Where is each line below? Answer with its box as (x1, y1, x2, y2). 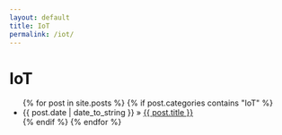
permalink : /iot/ (9, 30, 75, 38)
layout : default (9, 13, 70, 22)
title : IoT (9, 21, 50, 30)
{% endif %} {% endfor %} (22, 117, 122, 128)
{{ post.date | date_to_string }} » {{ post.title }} (22, 107, 194, 118)
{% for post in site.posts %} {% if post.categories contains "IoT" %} (22, 97, 274, 108)
